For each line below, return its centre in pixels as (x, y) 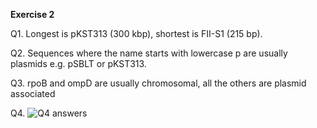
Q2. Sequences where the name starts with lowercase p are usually (149, 53)
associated (33, 93)
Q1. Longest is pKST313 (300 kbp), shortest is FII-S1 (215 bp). (136, 33)
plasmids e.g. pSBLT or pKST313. (78, 63)
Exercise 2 (32, 14)
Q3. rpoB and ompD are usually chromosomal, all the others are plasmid (158, 83)
